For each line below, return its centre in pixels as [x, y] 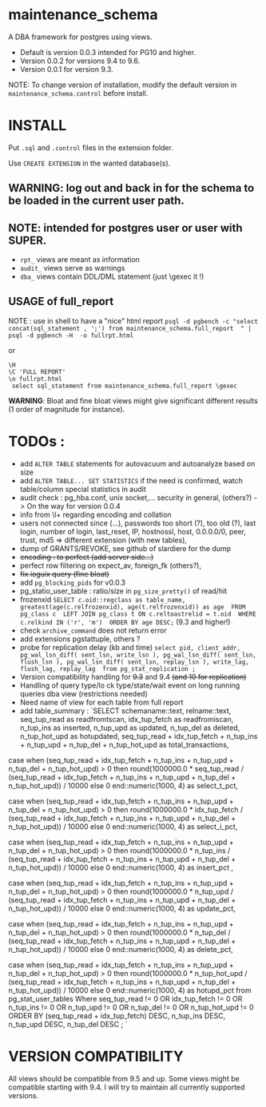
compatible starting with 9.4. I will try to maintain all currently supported [127, 1087]
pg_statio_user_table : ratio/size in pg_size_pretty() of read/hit [123, 591]
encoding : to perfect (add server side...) [87, 557]
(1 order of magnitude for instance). [67, 409]
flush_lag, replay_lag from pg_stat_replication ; [107, 669]
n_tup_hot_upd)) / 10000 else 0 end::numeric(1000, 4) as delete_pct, [121, 949]
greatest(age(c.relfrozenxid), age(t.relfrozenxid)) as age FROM [133, 607]
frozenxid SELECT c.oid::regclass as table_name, [103, 599]
